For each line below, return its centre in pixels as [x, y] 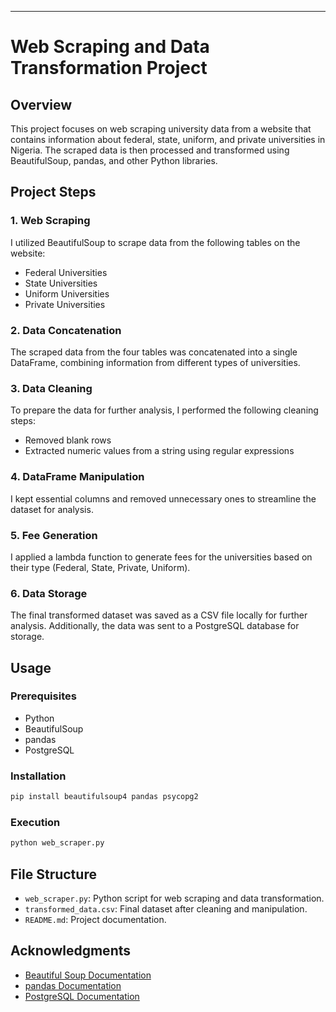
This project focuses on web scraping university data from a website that [161, 129]
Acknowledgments [71, 951]
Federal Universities [66, 272]
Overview [41, 104]
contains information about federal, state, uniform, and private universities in [168, 139]
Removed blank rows [68, 440]
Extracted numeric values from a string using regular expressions [159, 451]
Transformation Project [109, 68]
